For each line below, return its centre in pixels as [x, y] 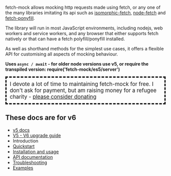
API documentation [33, 157]
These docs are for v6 [41, 118]
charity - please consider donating [53, 97]
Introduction [25, 141]
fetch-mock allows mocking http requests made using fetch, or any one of [83, 7]
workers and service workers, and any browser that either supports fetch [82, 33]
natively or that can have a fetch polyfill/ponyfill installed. [65, 39]
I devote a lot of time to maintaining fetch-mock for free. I [82, 84]
